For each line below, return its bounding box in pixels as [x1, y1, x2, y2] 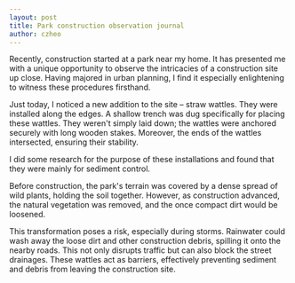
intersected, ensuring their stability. [9, 137, 140, 147]
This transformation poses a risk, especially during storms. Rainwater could [9, 226, 286, 237]
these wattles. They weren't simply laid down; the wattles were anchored [9, 118, 277, 129]
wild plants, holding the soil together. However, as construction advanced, [9, 190, 280, 200]
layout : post [9, 12, 58, 22]
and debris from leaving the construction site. [9, 263, 176, 275]
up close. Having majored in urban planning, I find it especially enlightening [9, 73, 284, 83]
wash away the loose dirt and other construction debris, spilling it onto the [9, 236, 282, 247]
